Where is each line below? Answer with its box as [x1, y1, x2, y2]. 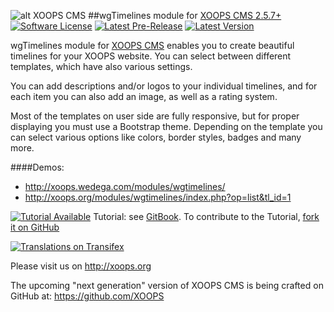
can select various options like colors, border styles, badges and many [10, 131, 302, 143]
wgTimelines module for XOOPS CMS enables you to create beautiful [10, 40, 295, 51]
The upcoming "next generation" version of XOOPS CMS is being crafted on [10, 280, 324, 291]
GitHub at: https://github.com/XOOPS [10, 290, 165, 302]
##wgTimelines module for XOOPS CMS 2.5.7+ [88, 10, 282, 21]
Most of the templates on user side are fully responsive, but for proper [10, 110, 300, 122]
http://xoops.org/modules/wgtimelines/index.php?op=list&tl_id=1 [24, 191, 292, 203]
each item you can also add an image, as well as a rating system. [10, 91, 278, 102]
